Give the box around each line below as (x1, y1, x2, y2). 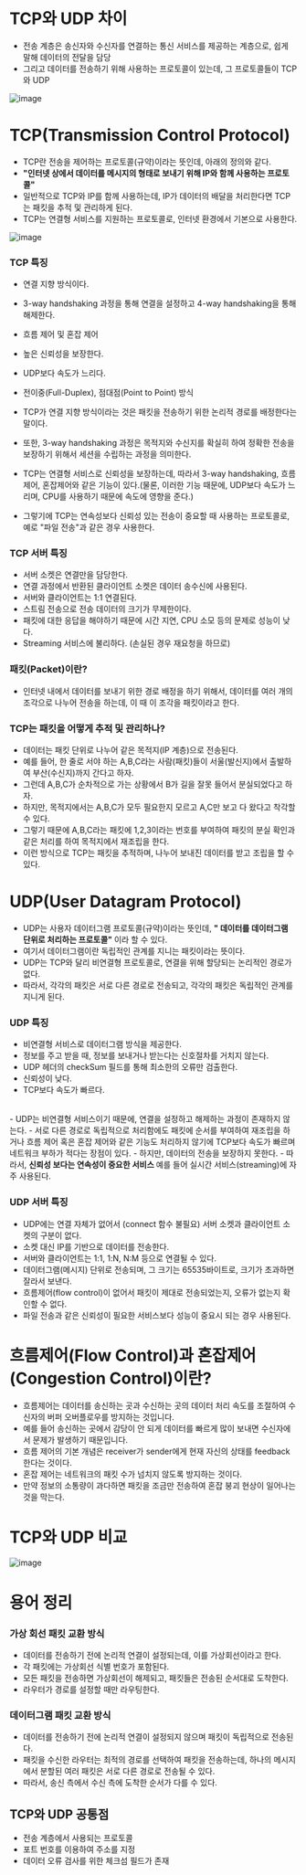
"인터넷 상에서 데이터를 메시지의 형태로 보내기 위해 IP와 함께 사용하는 (22, 167, 266, 178)
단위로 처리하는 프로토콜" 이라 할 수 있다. (22, 934, 168, 945)
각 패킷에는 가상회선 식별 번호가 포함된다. (22, 1660, 170, 1672)
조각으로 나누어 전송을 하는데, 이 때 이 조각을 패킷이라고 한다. (22, 696, 240, 708)
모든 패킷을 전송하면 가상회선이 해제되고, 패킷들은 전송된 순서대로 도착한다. (22, 1672, 290, 1683)
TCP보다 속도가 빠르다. (22, 1085, 105, 1096)
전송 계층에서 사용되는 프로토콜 (22, 1833, 133, 1844)
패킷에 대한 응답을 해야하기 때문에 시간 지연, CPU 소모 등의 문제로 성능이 (22, 615, 281, 626)
